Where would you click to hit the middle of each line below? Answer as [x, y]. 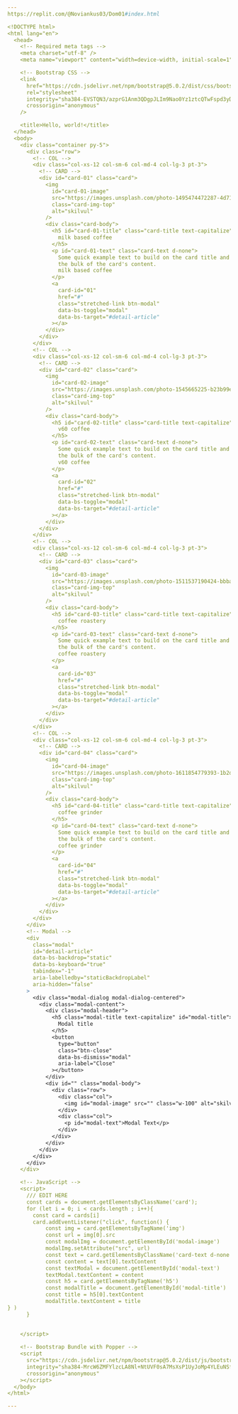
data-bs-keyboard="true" [69, 965]
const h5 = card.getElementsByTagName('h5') [112, 1281]
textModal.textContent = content [94, 1275]
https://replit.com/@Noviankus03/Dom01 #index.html [84, 14]
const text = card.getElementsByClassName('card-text [126, 1255]
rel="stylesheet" [52, 92]
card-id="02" [77, 482]
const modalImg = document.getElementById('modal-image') [132, 1242]
